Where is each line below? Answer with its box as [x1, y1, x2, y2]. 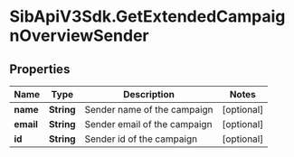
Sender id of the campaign [84, 133, 197, 145]
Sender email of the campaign [84, 118, 213, 130]
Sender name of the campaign [84, 104, 214, 115]
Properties [9, 61, 71, 77]
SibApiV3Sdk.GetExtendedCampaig [9, 6, 286, 27]
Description [123, 88, 175, 100]
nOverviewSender [9, 25, 149, 46]
